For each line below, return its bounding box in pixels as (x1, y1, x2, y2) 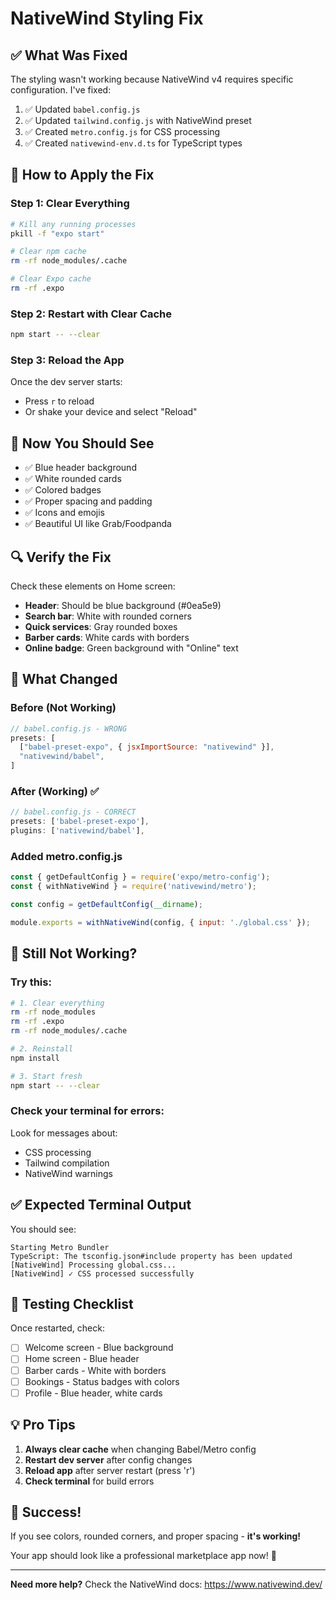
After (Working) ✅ (10, 785, 100, 799)
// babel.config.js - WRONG (10, 723, 128, 734)
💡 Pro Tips (10, 1417, 76, 1434)
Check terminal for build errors (24, 1475, 155, 1487)
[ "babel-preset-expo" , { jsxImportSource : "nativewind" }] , (19, 742, 275, 752)
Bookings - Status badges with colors (24, 1375, 180, 1387)
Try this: (10, 975, 52, 989)
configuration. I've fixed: (10, 84, 112, 96)
